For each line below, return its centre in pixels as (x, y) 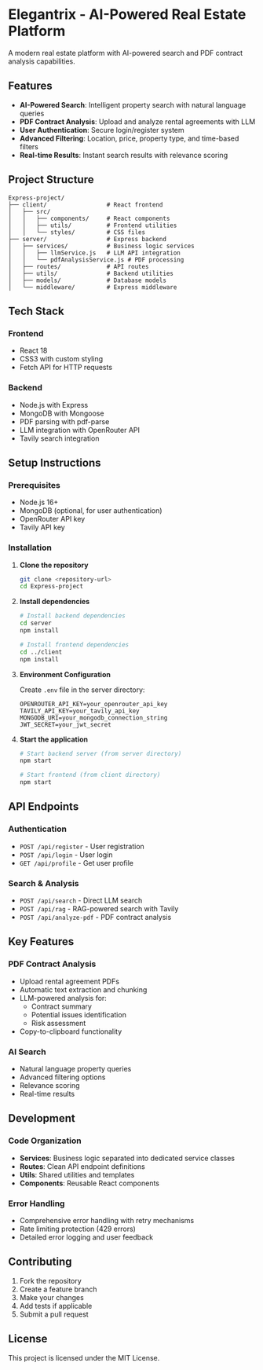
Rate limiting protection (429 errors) (77, 1229)
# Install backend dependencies (72, 616)
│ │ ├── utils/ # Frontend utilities (93, 225)
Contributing (40, 1262)
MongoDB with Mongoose (62, 413)
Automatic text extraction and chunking (83, 989)
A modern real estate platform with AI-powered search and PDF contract (126, 53)
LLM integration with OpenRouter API (79, 430)
